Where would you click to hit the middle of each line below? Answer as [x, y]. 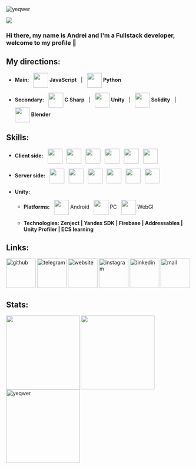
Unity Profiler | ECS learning [59, 229]
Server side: [30, 175]
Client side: [29, 156]
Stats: [17, 304]
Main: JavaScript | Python [68, 80]
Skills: [18, 138]
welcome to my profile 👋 [41, 42]
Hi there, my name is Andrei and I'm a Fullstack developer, [91, 35]
